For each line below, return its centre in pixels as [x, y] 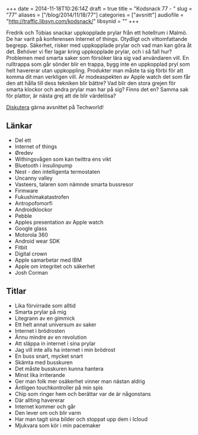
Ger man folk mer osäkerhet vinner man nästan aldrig [80, 381]
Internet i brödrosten [40, 331]
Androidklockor [33, 209]
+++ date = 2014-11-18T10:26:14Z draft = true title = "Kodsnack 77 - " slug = [99, 9]
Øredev [24, 153]
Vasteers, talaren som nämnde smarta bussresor [74, 184]
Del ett [23, 140]
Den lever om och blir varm [48, 412]
